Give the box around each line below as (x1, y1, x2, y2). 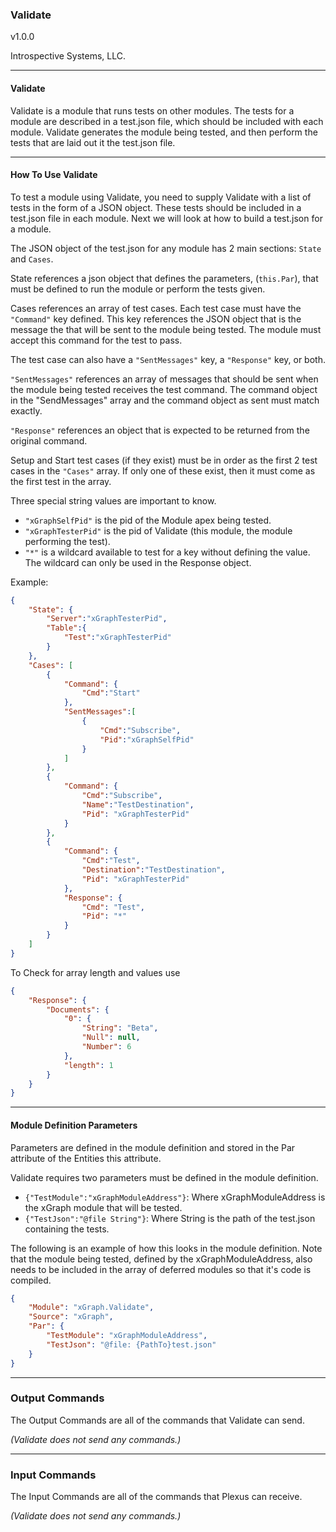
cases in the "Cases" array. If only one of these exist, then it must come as (10, 464, 316, 477)
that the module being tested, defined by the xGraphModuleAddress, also (10, 1253, 313, 1265)
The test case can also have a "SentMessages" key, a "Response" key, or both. (10, 353, 326, 365)
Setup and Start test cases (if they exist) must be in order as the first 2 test (10, 454, 318, 466)
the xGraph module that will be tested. (24, 1201, 183, 1213)
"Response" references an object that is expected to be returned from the (10, 424, 310, 436)
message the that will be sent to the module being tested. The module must (10, 323, 322, 335)
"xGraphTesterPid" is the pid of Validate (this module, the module (24, 524, 293, 537)
